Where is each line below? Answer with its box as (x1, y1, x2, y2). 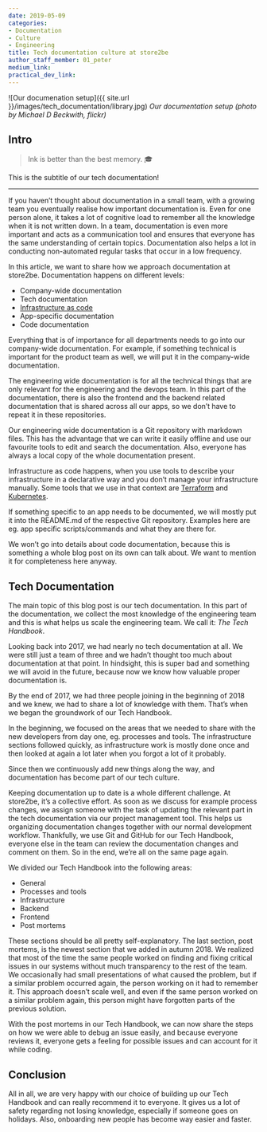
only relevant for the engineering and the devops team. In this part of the (8, 384, 246, 395)
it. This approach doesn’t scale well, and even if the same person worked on (8, 987, 258, 996)
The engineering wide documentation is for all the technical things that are (8, 376, 252, 386)
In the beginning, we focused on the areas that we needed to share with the (8, 723, 256, 733)
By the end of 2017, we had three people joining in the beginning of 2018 (8, 691, 245, 701)
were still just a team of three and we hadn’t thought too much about (8, 651, 232, 660)
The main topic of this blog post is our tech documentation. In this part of (8, 601, 248, 611)
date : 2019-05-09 (8, 11, 66, 20)
